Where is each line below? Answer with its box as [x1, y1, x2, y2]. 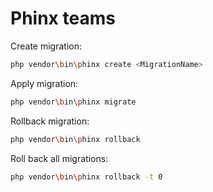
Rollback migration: [10, 115, 90, 127]
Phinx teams [10, 7, 116, 30]
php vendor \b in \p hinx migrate [10, 97, 137, 107]
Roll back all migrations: [10, 152, 109, 164]
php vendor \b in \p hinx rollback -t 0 [10, 172, 163, 182]
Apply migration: [10, 77, 79, 89]
